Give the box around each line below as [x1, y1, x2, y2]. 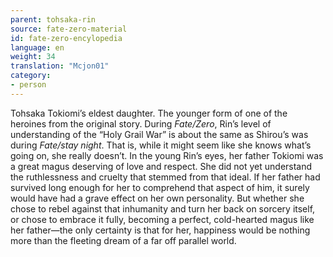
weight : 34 [10, 52, 56, 62]
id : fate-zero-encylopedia [10, 33, 123, 43]
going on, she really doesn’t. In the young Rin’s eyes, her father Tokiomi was [10, 149, 324, 161]
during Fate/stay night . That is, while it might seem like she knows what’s [10, 139, 312, 151]
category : [10, 71, 52, 81]
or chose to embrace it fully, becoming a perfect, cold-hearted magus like [10, 213, 315, 225]
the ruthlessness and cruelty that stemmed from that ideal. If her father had [10, 171, 321, 183]
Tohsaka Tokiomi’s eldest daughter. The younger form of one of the [10, 107, 288, 119]
